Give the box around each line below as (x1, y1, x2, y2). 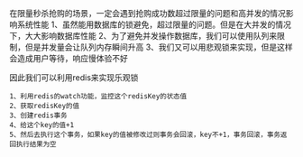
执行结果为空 (15, 140, 57, 149)
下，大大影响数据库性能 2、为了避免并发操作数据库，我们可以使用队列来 (9, 31, 278, 41)
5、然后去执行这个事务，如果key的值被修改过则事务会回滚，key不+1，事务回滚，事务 (9, 130, 281, 139)
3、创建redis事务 (9, 111, 68, 120)
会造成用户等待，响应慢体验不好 (9, 53, 128, 63)
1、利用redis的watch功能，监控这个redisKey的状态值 (9, 92, 188, 101)
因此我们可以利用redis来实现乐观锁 (9, 72, 139, 83)
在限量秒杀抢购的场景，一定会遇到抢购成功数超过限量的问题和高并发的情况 (9, 8, 286, 18)
